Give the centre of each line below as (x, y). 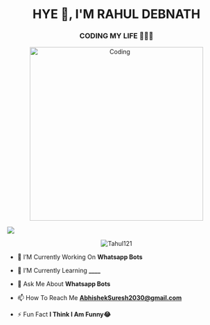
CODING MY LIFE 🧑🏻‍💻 (116, 36)
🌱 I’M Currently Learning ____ (59, 271)
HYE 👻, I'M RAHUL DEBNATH (116, 14)
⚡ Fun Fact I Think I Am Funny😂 (64, 315)
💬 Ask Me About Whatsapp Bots (64, 284)
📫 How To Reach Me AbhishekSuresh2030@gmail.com (99, 298)
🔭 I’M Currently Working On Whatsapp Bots (80, 257)
